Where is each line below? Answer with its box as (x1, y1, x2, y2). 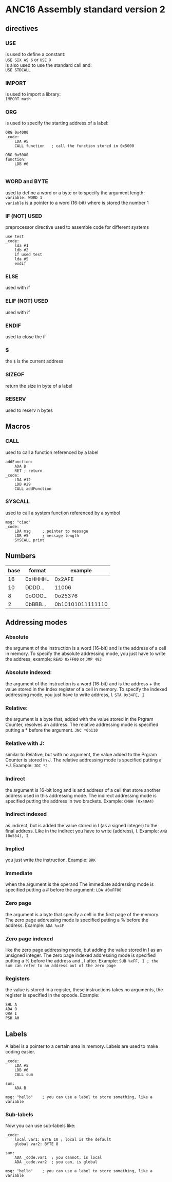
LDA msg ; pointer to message (14, 529, 88, 534)
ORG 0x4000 (5, 130, 29, 135)
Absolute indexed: (5, 669, 52, 676)
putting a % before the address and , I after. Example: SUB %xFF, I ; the (5, 958, 159, 963)
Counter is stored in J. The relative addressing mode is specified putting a (5, 757, 162, 763)
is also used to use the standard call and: (5, 62, 92, 68)
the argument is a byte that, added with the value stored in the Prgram (5, 716, 154, 722)
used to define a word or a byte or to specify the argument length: (5, 189, 145, 196)
